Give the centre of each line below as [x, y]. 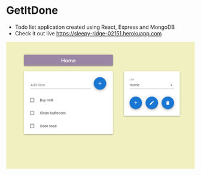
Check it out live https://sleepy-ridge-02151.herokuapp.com [88, 33]
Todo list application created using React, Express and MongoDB [95, 27]
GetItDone [32, 10]
